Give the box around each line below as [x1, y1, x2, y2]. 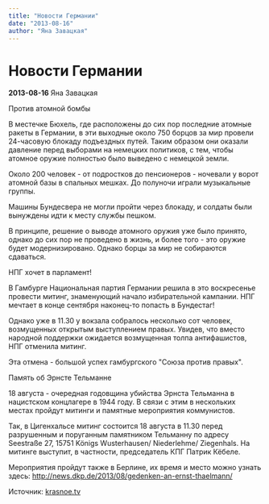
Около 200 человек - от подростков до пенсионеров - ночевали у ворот [8, 169, 259, 179]
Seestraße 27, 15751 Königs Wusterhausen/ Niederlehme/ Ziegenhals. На [8, 439, 250, 448]
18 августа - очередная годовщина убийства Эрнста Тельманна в [8, 389, 235, 398]
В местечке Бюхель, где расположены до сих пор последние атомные [8, 119, 252, 129]
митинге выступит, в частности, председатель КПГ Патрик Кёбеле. [8, 447, 241, 456]
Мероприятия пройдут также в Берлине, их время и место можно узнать [8, 463, 262, 473]
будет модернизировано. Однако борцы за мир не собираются [8, 244, 227, 253]
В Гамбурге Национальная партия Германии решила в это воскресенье [8, 283, 256, 293]
